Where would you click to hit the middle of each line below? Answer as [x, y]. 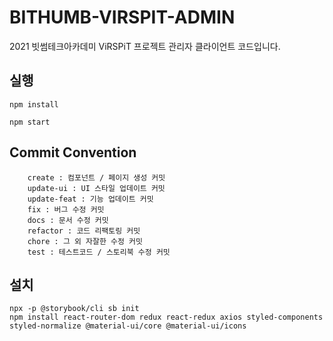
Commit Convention [73, 152]
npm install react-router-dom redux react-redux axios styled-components [166, 317]
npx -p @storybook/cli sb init [74, 309]
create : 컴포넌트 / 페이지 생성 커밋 [96, 177]
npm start [30, 122]
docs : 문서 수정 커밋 [68, 220]
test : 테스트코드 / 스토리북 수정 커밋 [99, 252]
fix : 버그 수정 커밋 [66, 209]
